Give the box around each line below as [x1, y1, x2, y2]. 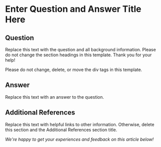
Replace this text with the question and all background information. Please [5, 47, 157, 52]
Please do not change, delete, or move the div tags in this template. [5, 67, 142, 73]
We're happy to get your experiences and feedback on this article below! [5, 136, 154, 142]
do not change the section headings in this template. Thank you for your [5, 52, 152, 58]
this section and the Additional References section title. [5, 127, 118, 133]
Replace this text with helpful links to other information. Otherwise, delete [5, 121, 155, 127]
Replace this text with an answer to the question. [5, 94, 104, 100]
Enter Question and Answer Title [5, 3, 142, 15]
